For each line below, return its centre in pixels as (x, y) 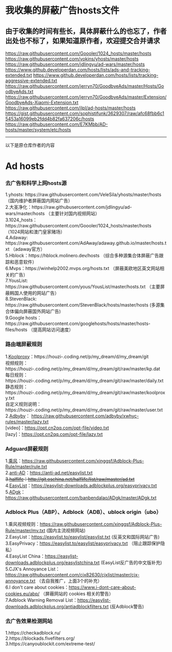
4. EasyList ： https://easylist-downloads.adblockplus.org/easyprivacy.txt (81, 486)
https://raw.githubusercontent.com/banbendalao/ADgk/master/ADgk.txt (81, 498)
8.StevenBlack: (21, 299)
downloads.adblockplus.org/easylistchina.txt (52, 563)
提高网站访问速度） (53, 330)
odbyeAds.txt (19, 91)
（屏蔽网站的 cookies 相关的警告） (77, 594)
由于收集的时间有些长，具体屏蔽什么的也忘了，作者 (86, 31)
